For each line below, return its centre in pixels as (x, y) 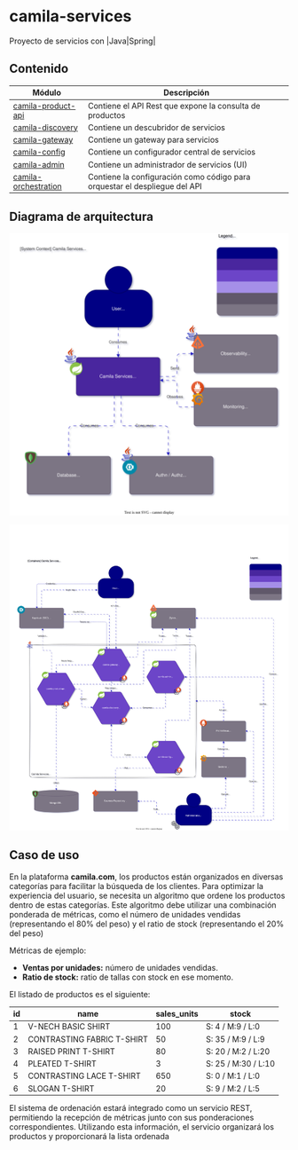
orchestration (37, 186)
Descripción (187, 93)
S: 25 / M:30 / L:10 (240, 1064)
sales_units (177, 1014)
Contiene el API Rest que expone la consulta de (174, 106)
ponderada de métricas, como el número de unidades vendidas (125, 914)
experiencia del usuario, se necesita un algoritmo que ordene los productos (147, 895)
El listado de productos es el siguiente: (80, 994)
